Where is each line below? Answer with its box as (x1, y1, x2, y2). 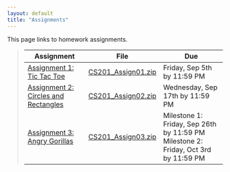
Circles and (27, 91, 64, 100)
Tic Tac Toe (27, 71, 66, 81)
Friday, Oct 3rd (163, 145, 212, 154)
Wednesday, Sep (163, 83, 218, 92)
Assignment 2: (27, 83, 74, 92)
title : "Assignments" (7, 16, 69, 23)
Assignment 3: (27, 128, 74, 137)
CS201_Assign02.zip (88, 91, 157, 100)
